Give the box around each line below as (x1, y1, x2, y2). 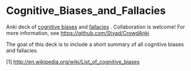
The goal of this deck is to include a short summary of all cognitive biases (6, 41, 185, 48)
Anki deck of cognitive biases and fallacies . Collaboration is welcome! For (6, 23, 186, 30)
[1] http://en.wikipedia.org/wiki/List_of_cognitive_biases (6, 58, 140, 65)
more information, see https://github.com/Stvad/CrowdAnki (6, 29, 149, 36)
